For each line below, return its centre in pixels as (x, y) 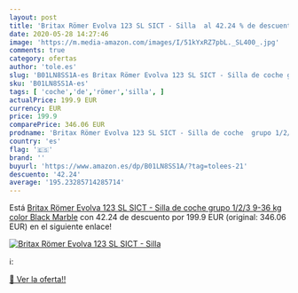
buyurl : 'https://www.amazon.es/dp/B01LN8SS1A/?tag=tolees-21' (129, 166)
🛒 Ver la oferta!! (38, 280)
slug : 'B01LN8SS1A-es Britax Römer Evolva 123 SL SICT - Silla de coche (146, 75)
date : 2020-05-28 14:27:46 (59, 34)
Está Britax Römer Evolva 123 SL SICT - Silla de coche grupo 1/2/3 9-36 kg (145, 208)
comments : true (37, 51)
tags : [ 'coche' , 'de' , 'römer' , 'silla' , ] (87, 91)
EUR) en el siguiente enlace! (61, 226)
